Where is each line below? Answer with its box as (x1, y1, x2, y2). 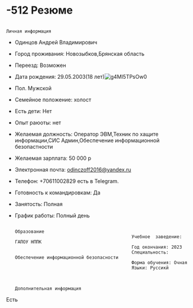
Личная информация (6, 28, 52, 34)
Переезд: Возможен (14, 62, 66, 69)
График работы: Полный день (14, 211, 90, 219)
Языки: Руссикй (131, 265, 169, 271)
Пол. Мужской (14, 84, 52, 92)
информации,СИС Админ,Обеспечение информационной (14, 137, 160, 144)
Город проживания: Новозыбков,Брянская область (14, 50, 145, 57)
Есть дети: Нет (14, 107, 52, 114)
